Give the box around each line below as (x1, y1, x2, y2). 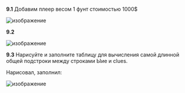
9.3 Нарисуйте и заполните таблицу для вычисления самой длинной (6, 51, 180, 58)
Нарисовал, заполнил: (6, 69, 62, 76)
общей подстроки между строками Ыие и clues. (6, 58, 128, 64)
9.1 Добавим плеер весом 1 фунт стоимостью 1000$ (6, 6, 138, 12)
